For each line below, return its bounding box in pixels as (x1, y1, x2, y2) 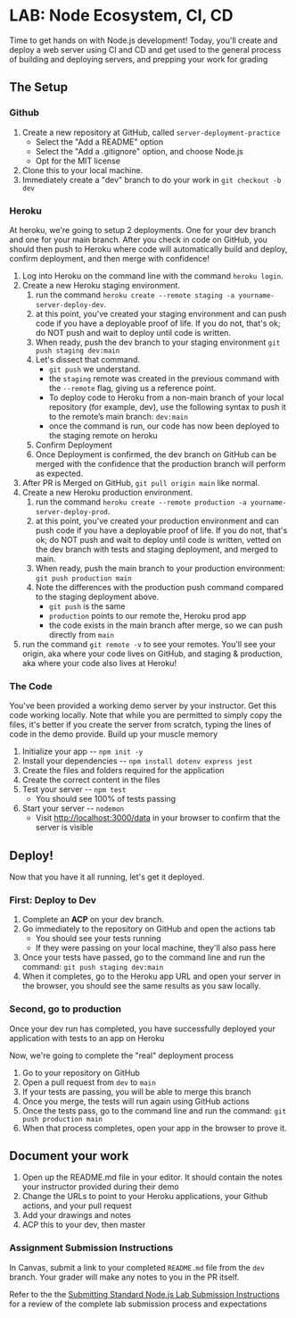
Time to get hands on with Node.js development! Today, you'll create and (9, 35, 278, 46)
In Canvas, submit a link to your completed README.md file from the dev (9, 1262, 265, 1272)
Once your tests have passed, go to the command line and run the (21, 952, 266, 963)
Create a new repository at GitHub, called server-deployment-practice (21, 127, 281, 138)
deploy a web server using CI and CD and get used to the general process (9, 44, 282, 54)
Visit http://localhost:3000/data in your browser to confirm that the (35, 813, 281, 823)
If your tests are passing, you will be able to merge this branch (21, 1086, 251, 1097)
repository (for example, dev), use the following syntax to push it (48, 401, 287, 412)
